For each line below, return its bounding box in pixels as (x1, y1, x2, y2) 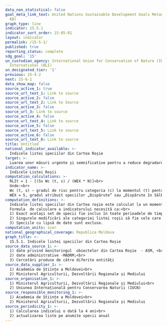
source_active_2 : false (5, 95, 55, 100)
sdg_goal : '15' (5, 53, 37, 59)
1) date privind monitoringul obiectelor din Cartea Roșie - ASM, (9, 248, 155, 253)
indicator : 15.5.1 (5, 26, 43, 31)
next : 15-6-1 (5, 77, 32, 82)
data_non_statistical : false (5, 7, 66, 12)
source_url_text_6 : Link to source (5, 137, 79, 142)
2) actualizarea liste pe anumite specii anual (9, 313, 110, 318)
